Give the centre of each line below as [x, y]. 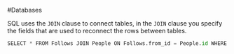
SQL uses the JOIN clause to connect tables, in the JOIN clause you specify [115, 23]
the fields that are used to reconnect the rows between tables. [97, 31]
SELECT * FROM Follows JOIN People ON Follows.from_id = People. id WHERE [117, 44]
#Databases [25, 10]
